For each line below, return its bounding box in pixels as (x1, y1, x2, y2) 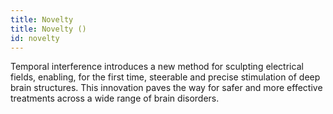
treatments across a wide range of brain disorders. (10, 92, 220, 105)
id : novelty (10, 33, 60, 43)
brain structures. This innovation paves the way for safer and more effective (10, 82, 323, 94)
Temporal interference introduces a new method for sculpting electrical (10, 61, 304, 73)
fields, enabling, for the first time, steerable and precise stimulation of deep (10, 71, 321, 83)
